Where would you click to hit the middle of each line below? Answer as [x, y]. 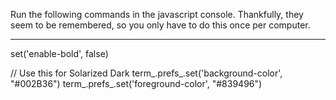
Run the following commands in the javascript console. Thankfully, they [157, 14]
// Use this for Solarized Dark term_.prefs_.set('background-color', [146, 73]
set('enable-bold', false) [59, 53]
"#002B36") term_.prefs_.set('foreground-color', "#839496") [136, 83]
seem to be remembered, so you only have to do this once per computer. [160, 25]
